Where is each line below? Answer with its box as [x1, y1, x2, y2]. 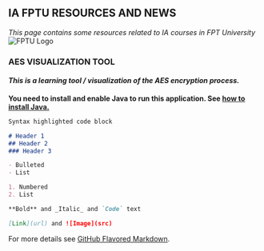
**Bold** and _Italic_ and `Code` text [8, 205, 142, 213]
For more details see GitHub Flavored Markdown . [8, 233, 170, 243]
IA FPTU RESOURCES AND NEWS [8, 6, 177, 20]
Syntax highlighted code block [8, 118, 113, 125]
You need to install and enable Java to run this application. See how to [8, 94, 246, 103]
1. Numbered [8, 183, 48, 191]
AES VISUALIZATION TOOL [8, 56, 115, 67]
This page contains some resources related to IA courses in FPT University [8, 27, 256, 37]
